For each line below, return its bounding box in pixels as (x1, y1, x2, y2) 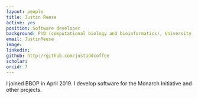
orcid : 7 (6, 63, 28, 70)
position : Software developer (6, 25, 81, 31)
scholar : (6, 58, 28, 64)
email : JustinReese (6, 36, 54, 42)
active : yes (6, 20, 35, 25)
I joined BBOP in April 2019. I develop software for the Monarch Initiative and (6, 80, 192, 87)
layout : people (6, 8, 44, 15)
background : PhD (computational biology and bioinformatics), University (6, 31, 192, 37)
